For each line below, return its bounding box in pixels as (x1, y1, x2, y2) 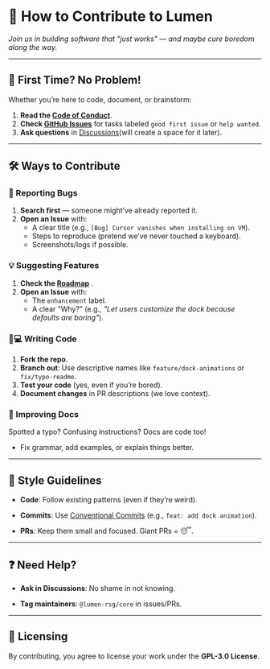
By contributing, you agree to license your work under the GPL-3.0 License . (8, 651, 260, 661)
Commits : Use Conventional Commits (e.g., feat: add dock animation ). (19, 510, 257, 520)
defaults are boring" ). (31, 312, 104, 322)
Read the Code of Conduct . (19, 110, 112, 120)
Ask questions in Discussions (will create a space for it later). (19, 127, 223, 137)
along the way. (8, 42, 58, 52)
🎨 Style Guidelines (8, 473, 102, 487)
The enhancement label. (31, 295, 107, 305)
